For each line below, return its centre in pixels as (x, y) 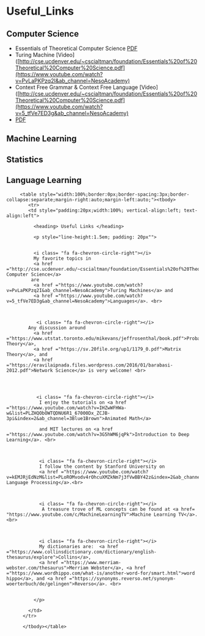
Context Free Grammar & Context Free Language (77, 87)
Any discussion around (57, 327)
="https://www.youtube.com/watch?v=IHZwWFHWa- (67, 408)
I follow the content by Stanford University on (102, 466)
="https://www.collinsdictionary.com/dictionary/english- (81, 552)
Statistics (25, 159)
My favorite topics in (62, 258)
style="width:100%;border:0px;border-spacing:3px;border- (114, 194)
